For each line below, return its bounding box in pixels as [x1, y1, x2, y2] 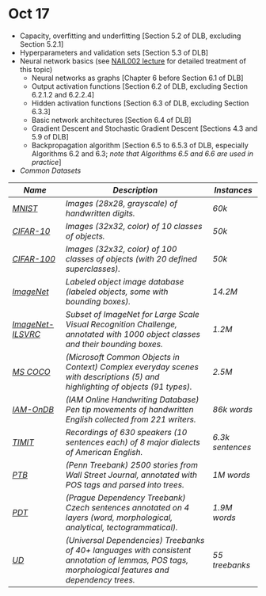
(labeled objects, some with [65, 286, 169, 297]
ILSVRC [12, 328, 41, 339]
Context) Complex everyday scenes [65, 361, 199, 372]
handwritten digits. [65, 208, 136, 219]
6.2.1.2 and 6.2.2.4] [31, 90, 95, 99]
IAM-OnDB [12, 403, 54, 415]
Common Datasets [19, 166, 82, 175]
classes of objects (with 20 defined [65, 253, 198, 264]
